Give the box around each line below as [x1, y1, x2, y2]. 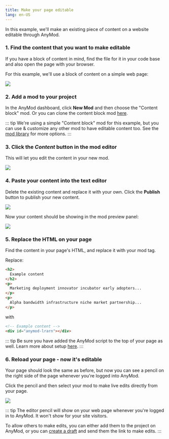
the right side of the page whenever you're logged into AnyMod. [5, 372, 140, 379]
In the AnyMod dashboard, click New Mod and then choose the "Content [5, 105, 158, 111]
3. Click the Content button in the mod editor [5, 143, 117, 150]
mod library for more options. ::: [5, 131, 72, 137]
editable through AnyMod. [5, 32, 60, 38]
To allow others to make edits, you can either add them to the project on [5, 422, 156, 428]
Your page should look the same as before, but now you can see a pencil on [5, 367, 164, 373]
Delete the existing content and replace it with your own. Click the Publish [5, 189, 160, 195]
